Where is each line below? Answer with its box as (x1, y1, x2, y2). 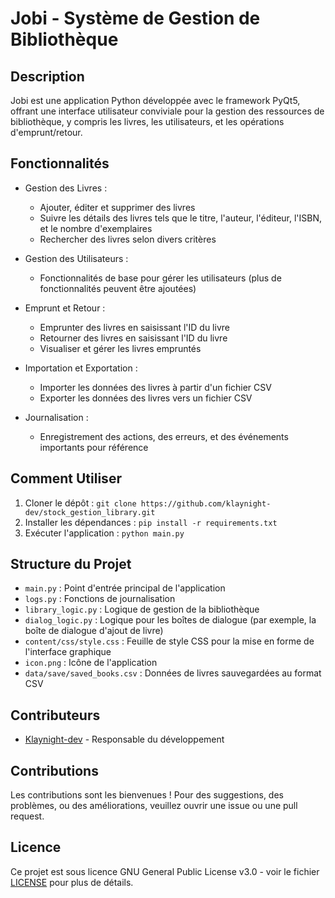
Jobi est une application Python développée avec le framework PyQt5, (10, 95, 301, 106)
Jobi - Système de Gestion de (10, 7, 261, 30)
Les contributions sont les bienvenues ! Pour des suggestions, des (10, 789, 284, 801)
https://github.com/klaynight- (140, 498, 272, 509)
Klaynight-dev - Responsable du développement (24, 733, 225, 746)
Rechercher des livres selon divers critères (39, 233, 217, 245)
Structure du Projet (10, 556, 132, 573)
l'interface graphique (24, 646, 112, 658)
